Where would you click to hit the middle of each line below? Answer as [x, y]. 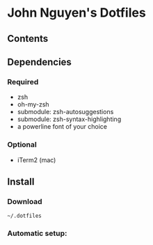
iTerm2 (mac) [37, 160]
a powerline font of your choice [62, 127]
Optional [22, 145]
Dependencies [39, 62]
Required [23, 81]
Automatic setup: [37, 233]
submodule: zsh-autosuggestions [65, 112]
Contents [28, 39]
